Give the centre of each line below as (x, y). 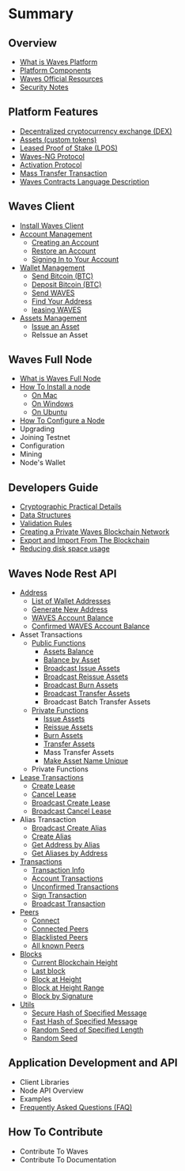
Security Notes (44, 87)
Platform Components (55, 70)
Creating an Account (65, 242)
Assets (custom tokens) (58, 139)
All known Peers (58, 946)
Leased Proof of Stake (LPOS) (69, 148)
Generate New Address (70, 609)
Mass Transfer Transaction (63, 173)
